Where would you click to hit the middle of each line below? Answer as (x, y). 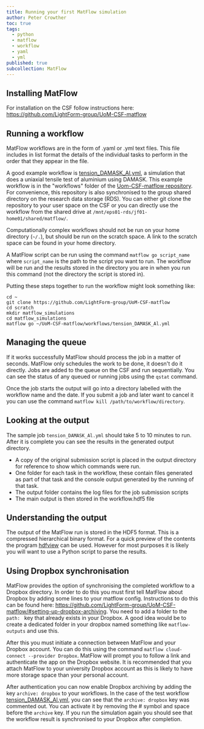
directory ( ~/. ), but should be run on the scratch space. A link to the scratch (102, 236)
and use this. (43, 631)
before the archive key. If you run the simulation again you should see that (100, 713)
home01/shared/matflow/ (37, 219)
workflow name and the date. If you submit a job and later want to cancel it (100, 395)
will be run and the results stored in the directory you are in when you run (98, 268)
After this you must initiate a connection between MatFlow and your (91, 643)
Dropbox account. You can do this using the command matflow (85, 649)
